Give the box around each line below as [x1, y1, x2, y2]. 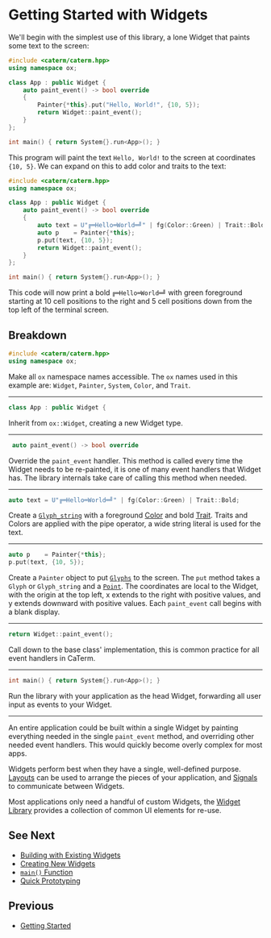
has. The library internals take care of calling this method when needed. [8, 473, 248, 483]
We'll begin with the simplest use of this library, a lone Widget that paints [8, 32, 250, 42]
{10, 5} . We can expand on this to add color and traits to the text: [8, 161, 227, 171]
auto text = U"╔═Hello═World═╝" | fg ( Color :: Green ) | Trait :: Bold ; [8, 496, 240, 504]
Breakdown [8, 328, 67, 342]
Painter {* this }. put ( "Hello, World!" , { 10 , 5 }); [37, 101, 200, 110]
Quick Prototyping [19, 876, 81, 886]
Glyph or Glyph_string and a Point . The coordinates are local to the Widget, [8, 582, 259, 591]
